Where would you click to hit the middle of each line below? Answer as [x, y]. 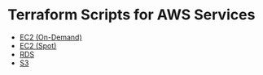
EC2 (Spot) [38, 45]
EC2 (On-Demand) [50, 37]
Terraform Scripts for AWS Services [131, 15]
